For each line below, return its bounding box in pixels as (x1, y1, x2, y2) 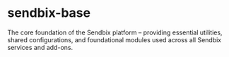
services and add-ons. (7, 43, 73, 51)
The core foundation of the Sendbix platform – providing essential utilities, (7, 28, 223, 37)
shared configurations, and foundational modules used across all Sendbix (7, 35, 221, 44)
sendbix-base (7, 5, 90, 21)
